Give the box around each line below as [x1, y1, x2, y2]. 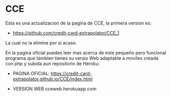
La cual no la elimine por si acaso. [5, 39, 77, 46]
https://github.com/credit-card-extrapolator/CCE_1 [12, 30, 120, 36]
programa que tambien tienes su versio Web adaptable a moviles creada [5, 55, 159, 61]
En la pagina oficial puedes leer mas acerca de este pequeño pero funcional [5, 50, 166, 56]
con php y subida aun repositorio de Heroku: [5, 60, 100, 66]
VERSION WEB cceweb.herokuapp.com [12, 85, 97, 92]
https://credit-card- [50, 70, 92, 77]
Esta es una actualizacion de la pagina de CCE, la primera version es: [5, 20, 152, 26]
